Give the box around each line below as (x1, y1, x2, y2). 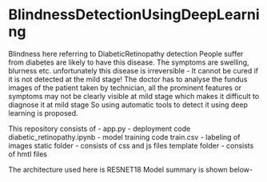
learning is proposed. (8, 108, 78, 117)
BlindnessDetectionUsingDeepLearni (8, 6, 260, 24)
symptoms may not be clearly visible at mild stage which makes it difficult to (8, 91, 260, 101)
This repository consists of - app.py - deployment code (8, 124, 191, 133)
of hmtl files (8, 149, 48, 159)
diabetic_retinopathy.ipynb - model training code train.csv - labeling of (8, 132, 241, 141)
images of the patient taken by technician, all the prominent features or (8, 82, 242, 93)
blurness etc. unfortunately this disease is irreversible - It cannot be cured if (8, 65, 259, 75)
